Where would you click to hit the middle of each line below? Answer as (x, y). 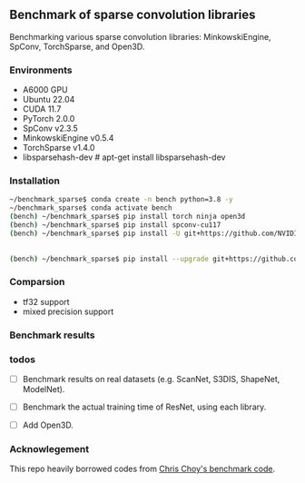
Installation (35, 181)
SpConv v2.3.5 (50, 128)
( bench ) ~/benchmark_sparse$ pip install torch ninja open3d (128, 217)
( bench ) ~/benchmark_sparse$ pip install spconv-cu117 (115, 225)
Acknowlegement (49, 449)
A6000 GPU (45, 90)
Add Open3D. (48, 425)
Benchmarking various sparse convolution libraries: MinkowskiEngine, (140, 36)
